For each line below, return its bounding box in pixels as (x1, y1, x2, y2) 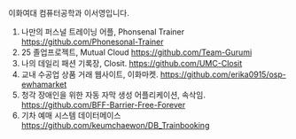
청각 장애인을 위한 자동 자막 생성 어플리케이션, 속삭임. (20, 89, 206, 100)
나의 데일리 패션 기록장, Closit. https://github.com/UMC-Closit (20, 58, 243, 68)
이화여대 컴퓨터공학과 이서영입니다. (8, 8, 129, 18)
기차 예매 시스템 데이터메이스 (20, 110, 121, 120)
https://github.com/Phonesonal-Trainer (20, 36, 164, 47)
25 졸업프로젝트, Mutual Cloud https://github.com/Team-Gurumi (20, 47, 253, 58)
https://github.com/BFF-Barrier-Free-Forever (20, 100, 186, 110)
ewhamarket (20, 79, 67, 89)
